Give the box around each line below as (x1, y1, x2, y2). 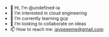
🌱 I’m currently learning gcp (10, 15, 68, 21)
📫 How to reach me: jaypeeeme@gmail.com (10, 26, 104, 32)
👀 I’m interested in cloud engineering (10, 10, 87, 16)
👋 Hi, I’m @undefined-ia (10, 5, 60, 10)
